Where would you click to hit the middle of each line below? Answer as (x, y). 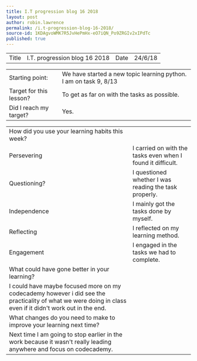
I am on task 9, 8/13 (90, 81)
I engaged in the (155, 245)
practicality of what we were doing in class (68, 301)
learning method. (156, 235)
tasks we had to (154, 252)
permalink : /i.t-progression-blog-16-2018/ (60, 28)
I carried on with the (160, 148)
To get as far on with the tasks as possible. (120, 95)
